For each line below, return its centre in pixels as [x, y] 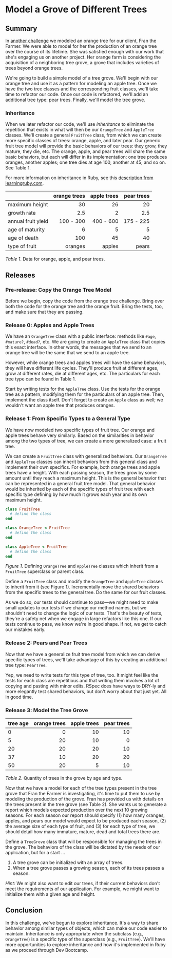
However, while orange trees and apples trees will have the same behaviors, [86, 362]
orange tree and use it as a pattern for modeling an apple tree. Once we [81, 83]
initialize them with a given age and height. [51, 894]
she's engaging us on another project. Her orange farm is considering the [83, 57]
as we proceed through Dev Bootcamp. [47, 950]
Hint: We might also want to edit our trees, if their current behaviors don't [83, 884]
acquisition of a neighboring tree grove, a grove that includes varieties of [82, 62]
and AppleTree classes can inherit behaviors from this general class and [81, 462]
